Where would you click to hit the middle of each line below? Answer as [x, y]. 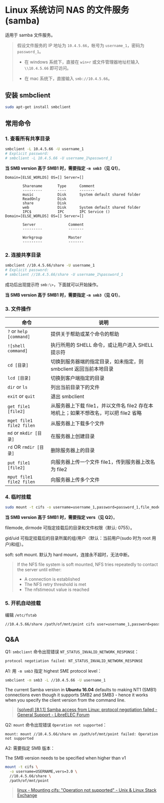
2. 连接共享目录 [23, 255]
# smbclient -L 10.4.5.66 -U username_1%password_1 [59, 158]
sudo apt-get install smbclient [38, 107]
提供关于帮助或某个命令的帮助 [85, 334]
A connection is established [52, 579]
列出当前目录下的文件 [75, 388]
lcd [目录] [19, 378]
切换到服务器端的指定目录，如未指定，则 [97, 362]
